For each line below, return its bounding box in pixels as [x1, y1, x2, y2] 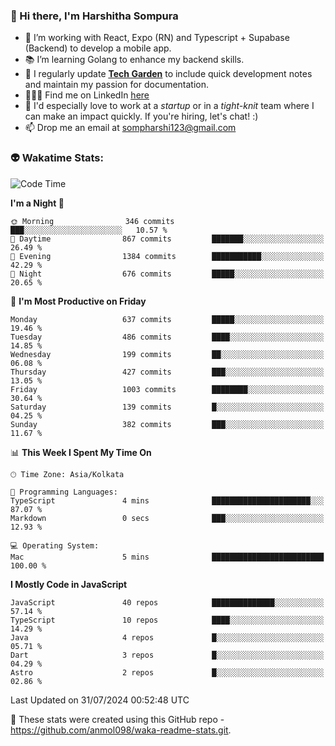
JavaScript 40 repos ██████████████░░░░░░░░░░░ [10, 597, 325, 608]
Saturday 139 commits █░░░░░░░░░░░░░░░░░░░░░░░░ [10, 402, 325, 412]
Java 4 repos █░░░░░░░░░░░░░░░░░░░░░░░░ [10, 632, 325, 643]
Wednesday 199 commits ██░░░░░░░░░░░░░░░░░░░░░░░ [10, 349, 325, 359]
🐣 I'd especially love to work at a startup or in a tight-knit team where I [24, 100, 315, 112]
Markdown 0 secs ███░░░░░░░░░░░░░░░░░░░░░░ [10, 513, 325, 523]
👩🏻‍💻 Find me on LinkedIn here [24, 89, 150, 101]
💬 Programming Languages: [10, 487, 118, 497]
